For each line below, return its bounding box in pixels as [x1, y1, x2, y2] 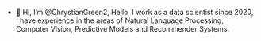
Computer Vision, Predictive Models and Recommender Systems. [15, 24, 230, 33]
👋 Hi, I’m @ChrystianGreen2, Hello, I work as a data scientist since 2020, [15, 8, 254, 17]
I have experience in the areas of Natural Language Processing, [15, 16, 224, 25]
